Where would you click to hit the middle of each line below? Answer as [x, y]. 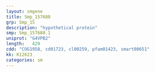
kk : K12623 [19, 55]
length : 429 [23, 44]
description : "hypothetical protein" [52, 28]
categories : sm [24, 60]
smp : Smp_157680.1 [28, 33]
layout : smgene [24, 11]
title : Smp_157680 [28, 17]
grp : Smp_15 [20, 22]
